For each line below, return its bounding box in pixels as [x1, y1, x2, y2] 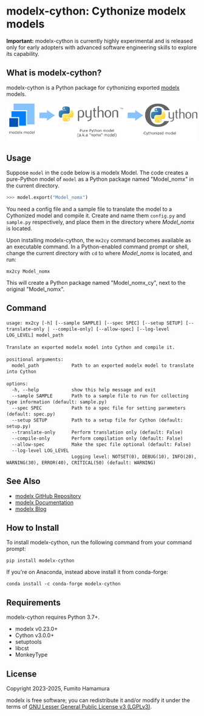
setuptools [15, 638, 42, 646]
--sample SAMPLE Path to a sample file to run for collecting [12, 393, 189, 399]
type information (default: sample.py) [6, 399, 107, 405]
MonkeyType [15, 651, 48, 658]
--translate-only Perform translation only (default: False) [12, 429, 183, 435]
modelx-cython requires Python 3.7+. [6, 613, 100, 621]
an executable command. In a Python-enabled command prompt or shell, [6, 243, 189, 250]
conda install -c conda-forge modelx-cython [6, 581, 121, 587]
